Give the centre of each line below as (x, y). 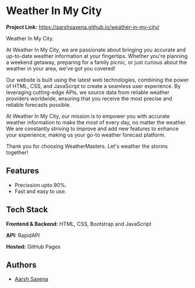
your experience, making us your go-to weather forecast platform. (86, 135)
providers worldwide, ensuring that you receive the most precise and (89, 99)
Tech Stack (27, 210)
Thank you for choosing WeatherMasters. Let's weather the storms (87, 146)
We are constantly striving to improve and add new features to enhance (92, 128)
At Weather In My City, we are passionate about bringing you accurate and (96, 50)
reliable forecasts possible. (39, 104)
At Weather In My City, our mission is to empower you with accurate (88, 116)
